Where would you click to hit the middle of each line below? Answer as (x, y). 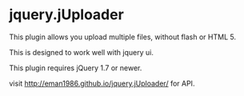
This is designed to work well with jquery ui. (82, 52)
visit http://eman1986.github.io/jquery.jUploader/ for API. (102, 83)
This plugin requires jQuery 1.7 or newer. (76, 68)
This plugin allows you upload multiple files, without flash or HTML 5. (123, 37)
